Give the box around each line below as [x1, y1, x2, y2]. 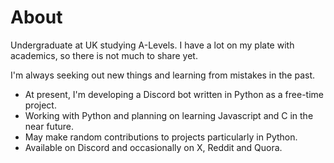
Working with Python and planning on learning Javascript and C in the [24, 109, 314, 121]
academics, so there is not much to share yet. [10, 49, 198, 61]
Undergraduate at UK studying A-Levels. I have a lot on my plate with [10, 39, 295, 51]
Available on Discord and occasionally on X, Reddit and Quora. [24, 141, 283, 153]
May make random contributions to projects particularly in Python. [24, 131, 298, 143]
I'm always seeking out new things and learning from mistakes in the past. [10, 69, 315, 81]
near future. [24, 120, 74, 132]
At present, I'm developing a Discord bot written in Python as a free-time [24, 88, 324, 100]
